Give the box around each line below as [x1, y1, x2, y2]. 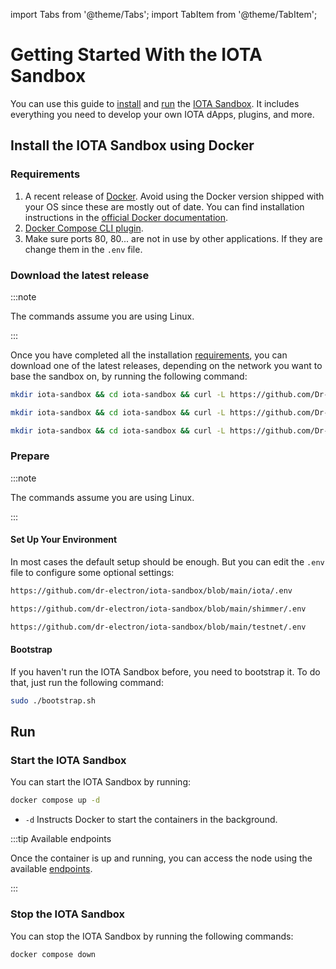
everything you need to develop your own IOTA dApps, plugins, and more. [10, 108, 315, 120]
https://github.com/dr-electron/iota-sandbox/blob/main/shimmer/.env [10, 604, 307, 614]
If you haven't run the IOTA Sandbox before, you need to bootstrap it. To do [10, 665, 321, 678]
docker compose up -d [10, 795, 101, 806]
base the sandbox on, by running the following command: [10, 370, 248, 382]
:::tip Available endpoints [10, 833, 112, 845]
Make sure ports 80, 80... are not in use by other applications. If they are [24, 232, 323, 244]
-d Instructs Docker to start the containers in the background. [24, 814, 278, 826]
